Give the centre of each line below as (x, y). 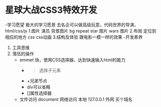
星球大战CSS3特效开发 (51, 10)
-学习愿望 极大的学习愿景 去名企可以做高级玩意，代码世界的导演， (72, 25)
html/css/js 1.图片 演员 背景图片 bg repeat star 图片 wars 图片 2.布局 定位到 (81, 31)
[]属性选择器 (39, 93)
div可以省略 (39, 87)
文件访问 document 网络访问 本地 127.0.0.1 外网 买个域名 (76, 99)
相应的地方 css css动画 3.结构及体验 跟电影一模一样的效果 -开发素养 (74, 37)
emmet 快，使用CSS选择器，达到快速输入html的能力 (72, 60)
